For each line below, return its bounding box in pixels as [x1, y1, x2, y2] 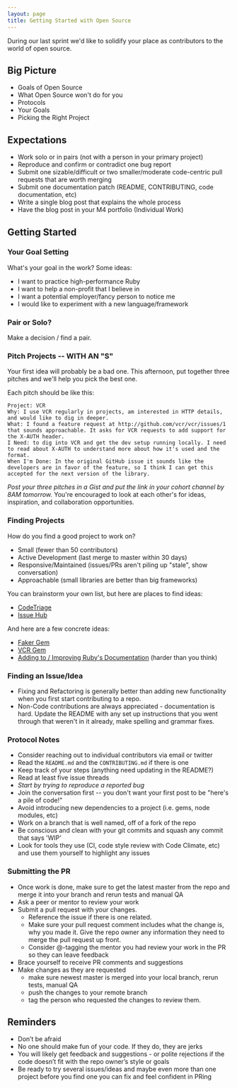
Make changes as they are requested [17, 965, 126, 974]
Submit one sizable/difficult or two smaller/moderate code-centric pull [17, 168, 223, 176]
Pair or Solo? [7, 317, 52, 327]
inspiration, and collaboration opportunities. [7, 498, 134, 507]
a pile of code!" [17, 796, 63, 804]
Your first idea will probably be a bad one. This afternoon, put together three [7, 367, 230, 376]
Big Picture [7, 65, 57, 77]
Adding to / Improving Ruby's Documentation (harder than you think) [17, 653, 218, 661]
